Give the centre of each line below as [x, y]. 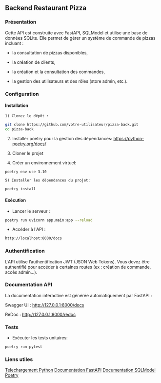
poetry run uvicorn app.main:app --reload [49, 220]
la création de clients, [34, 62]
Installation [17, 105]
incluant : [14, 43]
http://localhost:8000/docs [34, 238]
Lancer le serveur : [31, 211]
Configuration [22, 94]
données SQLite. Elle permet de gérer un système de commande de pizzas [80, 38]
